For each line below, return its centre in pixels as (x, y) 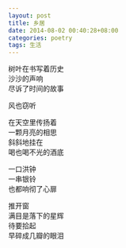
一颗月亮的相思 (32, 133)
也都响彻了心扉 (32, 189)
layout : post (30, 15)
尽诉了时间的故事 (36, 89)
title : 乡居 (27, 23)
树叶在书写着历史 (36, 69)
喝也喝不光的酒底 (36, 153)
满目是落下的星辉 (36, 216)
